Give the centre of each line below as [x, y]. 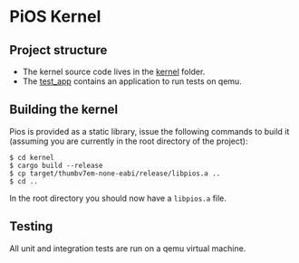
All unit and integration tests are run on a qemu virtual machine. [128, 248]
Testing [31, 226]
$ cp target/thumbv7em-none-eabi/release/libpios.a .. [115, 174]
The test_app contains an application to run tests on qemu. [132, 81]
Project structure [58, 50]
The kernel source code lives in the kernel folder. [114, 71]
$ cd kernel [32, 157]
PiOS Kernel [55, 17]
